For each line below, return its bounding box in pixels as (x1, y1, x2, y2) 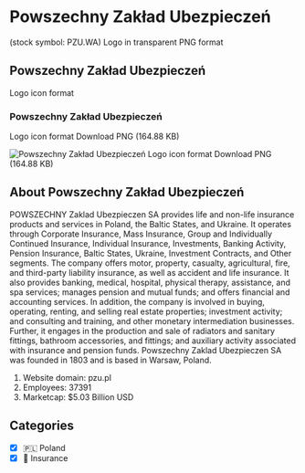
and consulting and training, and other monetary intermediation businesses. (9, 315, 295, 326)
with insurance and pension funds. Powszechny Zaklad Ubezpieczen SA (9, 344, 282, 355)
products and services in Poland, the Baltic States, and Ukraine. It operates (9, 218, 292, 229)
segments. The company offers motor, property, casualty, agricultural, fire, (9, 258, 290, 268)
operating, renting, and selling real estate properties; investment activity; (9, 306, 283, 317)
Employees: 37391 (22, 382, 92, 393)
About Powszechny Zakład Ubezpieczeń (9, 184, 245, 200)
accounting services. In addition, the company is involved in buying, (9, 296, 265, 307)
